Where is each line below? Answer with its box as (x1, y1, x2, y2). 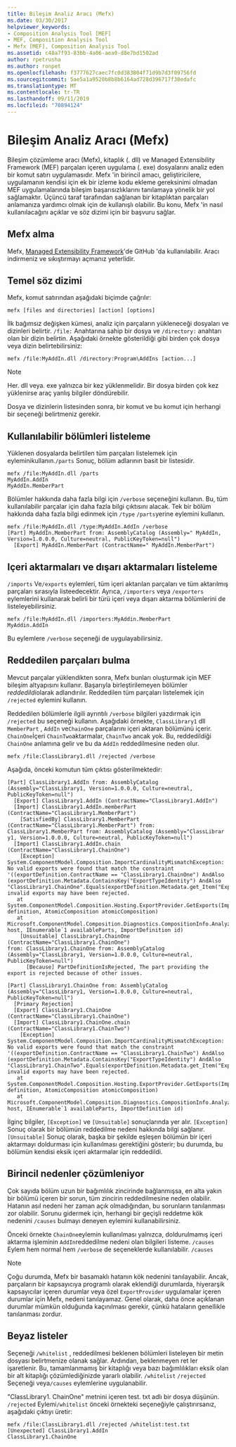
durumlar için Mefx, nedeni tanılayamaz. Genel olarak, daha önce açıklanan (7, 1294, 225, 1303)
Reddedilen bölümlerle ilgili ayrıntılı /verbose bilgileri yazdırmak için (7, 709, 202, 718)
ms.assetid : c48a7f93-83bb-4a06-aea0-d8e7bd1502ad (7, 50, 159, 57)
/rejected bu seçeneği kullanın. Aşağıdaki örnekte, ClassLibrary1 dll (7, 716, 206, 725)
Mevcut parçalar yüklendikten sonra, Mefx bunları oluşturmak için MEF (7, 673, 212, 681)
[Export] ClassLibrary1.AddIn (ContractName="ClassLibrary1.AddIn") (13, 797, 218, 804)
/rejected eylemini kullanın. (7, 695, 88, 704)
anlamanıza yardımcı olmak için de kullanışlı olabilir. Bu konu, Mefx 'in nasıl (7, 200, 223, 208)
